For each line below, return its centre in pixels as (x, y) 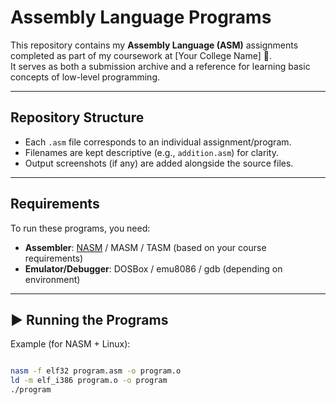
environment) (52, 279)
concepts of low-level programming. (85, 77)
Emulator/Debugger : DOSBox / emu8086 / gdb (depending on (153, 268)
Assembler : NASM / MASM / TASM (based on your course (145, 247)
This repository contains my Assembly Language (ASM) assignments (154, 45)
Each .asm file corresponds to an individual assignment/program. (158, 142)
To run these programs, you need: (80, 228)
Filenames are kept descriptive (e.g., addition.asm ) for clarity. (151, 152)
